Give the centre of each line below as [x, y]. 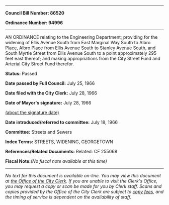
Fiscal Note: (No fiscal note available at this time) [56, 161]
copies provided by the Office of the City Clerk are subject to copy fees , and [84, 192]
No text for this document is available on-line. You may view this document [83, 176]
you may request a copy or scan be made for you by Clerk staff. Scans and [83, 186]
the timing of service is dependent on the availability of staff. [68, 197]
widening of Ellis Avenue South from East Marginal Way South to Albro [78, 42]
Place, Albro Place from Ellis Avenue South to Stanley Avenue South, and [80, 48]
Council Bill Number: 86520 [35, 13]
